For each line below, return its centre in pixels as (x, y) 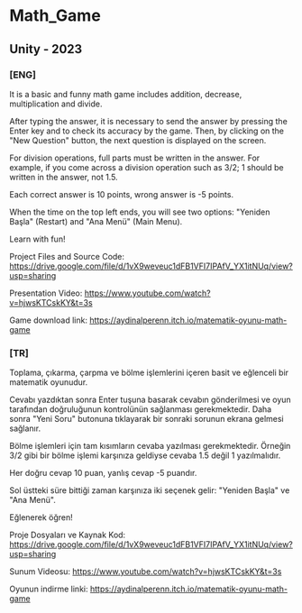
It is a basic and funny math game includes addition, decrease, (126, 94)
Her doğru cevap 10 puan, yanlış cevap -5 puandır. (103, 473)
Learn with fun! (37, 239)
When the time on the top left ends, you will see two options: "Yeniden (140, 212)
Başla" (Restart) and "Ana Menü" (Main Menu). (96, 221)
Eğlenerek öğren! (41, 517)
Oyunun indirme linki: (49, 589)
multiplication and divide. (56, 104)
